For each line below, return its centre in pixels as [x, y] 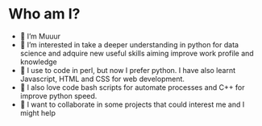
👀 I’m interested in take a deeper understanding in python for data [129, 44]
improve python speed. [58, 96]
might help [38, 112]
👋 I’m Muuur [40, 36]
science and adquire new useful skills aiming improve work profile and [137, 53]
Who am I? [44, 14]
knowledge [39, 62]
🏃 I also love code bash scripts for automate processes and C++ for [132, 87]
